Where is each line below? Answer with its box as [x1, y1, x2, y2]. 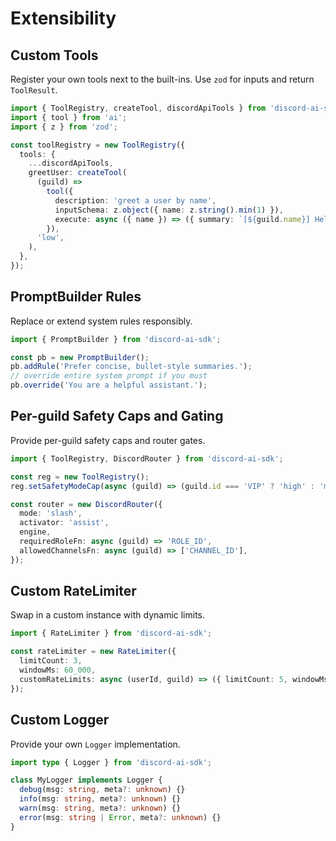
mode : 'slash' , [19, 508, 83, 519]
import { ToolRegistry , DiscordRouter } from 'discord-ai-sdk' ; [10, 453, 284, 464]
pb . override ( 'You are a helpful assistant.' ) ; [10, 380, 208, 391]
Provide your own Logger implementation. [10, 738, 181, 750]
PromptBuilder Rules [10, 288, 142, 306]
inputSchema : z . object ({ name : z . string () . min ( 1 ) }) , [54, 205, 284, 215]
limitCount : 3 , [19, 656, 83, 666]
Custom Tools [10, 47, 99, 64]
